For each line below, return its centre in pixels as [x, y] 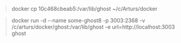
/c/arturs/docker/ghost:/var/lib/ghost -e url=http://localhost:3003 [93, 27]
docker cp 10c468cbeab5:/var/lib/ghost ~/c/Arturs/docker [84, 9]
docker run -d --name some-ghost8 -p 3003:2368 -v [78, 20]
